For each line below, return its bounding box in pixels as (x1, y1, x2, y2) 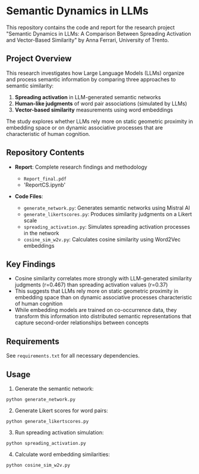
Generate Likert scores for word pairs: (14, 407, 108, 414)
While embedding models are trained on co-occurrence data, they (14, 306, 177, 314)
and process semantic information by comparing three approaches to (6, 75, 176, 83)
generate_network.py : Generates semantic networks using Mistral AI (23, 204, 190, 211)
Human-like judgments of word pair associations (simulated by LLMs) (14, 100, 187, 107)
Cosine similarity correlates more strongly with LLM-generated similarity (14, 275, 192, 282)
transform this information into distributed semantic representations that (14, 313, 192, 320)
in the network (23, 229, 59, 236)
